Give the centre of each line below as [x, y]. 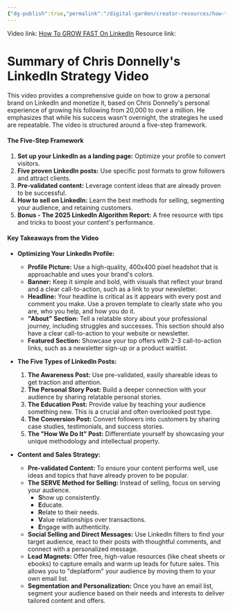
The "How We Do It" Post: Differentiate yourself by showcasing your [126, 433]
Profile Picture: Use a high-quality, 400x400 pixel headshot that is [123, 267]
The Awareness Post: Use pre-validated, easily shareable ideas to [123, 374]
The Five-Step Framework [46, 141]
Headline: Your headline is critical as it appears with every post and [124, 296]
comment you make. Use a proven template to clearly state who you [125, 304]
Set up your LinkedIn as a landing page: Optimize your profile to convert [121, 156]
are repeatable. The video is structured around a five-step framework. [107, 125]
